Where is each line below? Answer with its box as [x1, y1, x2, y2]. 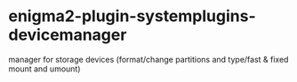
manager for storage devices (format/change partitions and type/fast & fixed [8, 54, 289, 64]
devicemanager [8, 25, 127, 45]
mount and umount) [8, 63, 81, 74]
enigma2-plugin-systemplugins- [8, 6, 257, 26]
